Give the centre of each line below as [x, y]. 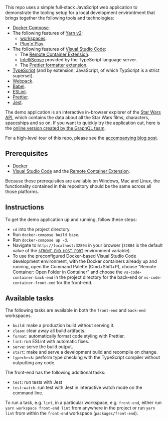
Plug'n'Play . [32, 44]
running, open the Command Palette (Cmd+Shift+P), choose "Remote [84, 266]
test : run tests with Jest [37, 382]
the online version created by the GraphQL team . [56, 128]
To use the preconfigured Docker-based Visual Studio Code [74, 256]
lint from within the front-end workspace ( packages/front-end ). [72, 413]
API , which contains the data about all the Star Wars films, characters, [77, 117]
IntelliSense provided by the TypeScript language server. [78, 60]
